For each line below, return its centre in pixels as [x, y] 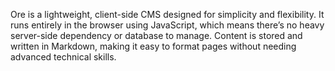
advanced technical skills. [63, 57]
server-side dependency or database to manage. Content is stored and [156, 35]
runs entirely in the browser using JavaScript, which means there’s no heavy [167, 25]
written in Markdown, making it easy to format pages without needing [153, 46]
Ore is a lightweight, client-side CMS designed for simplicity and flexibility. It [167, 14]
